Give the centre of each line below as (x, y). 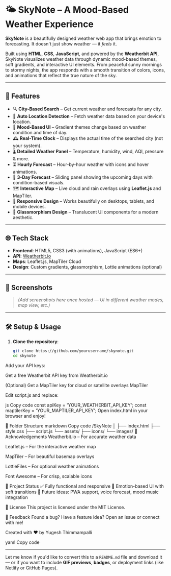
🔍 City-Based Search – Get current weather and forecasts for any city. (87, 109)
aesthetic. (23, 217)
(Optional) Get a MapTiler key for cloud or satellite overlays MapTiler (77, 385)
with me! (15, 522)
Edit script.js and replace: (32, 395)
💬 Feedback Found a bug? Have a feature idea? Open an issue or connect (82, 517)
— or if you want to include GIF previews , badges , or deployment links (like (84, 562)
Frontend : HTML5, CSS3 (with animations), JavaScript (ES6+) (78, 250)
